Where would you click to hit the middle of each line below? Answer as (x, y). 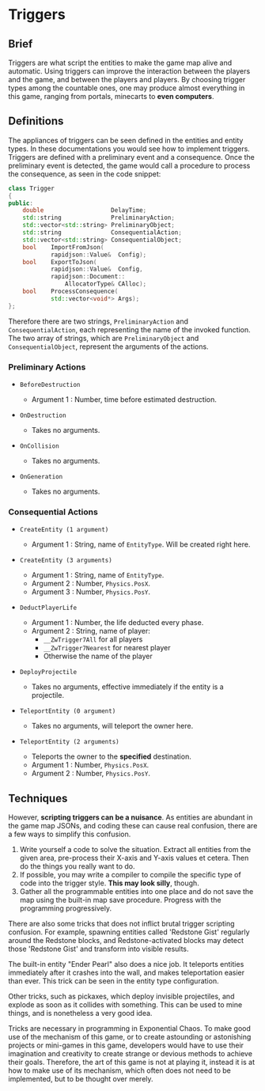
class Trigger (32, 188)
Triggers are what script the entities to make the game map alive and (120, 63)
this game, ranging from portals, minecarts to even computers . (111, 96)
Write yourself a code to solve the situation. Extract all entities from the (135, 850)
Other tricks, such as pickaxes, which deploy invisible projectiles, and (121, 996)
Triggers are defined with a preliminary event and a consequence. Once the (131, 157)
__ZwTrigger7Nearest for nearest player (107, 648)
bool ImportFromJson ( (63, 247)
